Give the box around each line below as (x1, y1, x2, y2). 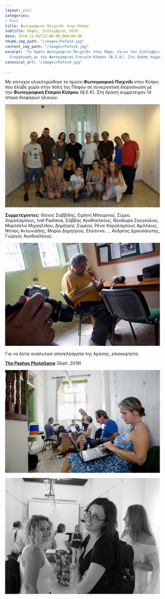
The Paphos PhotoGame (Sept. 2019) (5, 360, 82, 366)
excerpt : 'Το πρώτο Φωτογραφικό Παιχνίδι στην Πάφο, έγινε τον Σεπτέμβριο (5, 49, 162, 54)
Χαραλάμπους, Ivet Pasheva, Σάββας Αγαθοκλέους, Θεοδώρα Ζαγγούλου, (5, 217, 159, 223)
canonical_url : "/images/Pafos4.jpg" (5, 59, 82, 65)
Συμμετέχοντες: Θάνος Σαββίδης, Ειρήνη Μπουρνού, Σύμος (5, 212, 131, 218)
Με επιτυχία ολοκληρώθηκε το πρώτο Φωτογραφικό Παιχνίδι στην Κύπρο (5, 79, 159, 85)
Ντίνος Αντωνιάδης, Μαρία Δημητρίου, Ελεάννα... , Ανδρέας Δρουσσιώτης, (5, 228, 161, 234)
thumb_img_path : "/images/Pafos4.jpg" (5, 39, 84, 44)
